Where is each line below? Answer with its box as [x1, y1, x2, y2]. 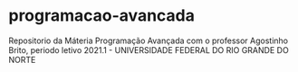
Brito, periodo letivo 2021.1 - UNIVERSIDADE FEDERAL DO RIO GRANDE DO [8, 44, 289, 55]
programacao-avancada [8, 5, 196, 26]
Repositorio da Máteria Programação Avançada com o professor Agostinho [8, 35, 289, 46]
